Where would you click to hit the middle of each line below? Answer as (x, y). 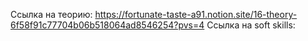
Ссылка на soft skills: (251, 25)
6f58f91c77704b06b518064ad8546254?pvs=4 (107, 25)
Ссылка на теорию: (51, 14)
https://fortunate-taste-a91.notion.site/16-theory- (196, 14)
